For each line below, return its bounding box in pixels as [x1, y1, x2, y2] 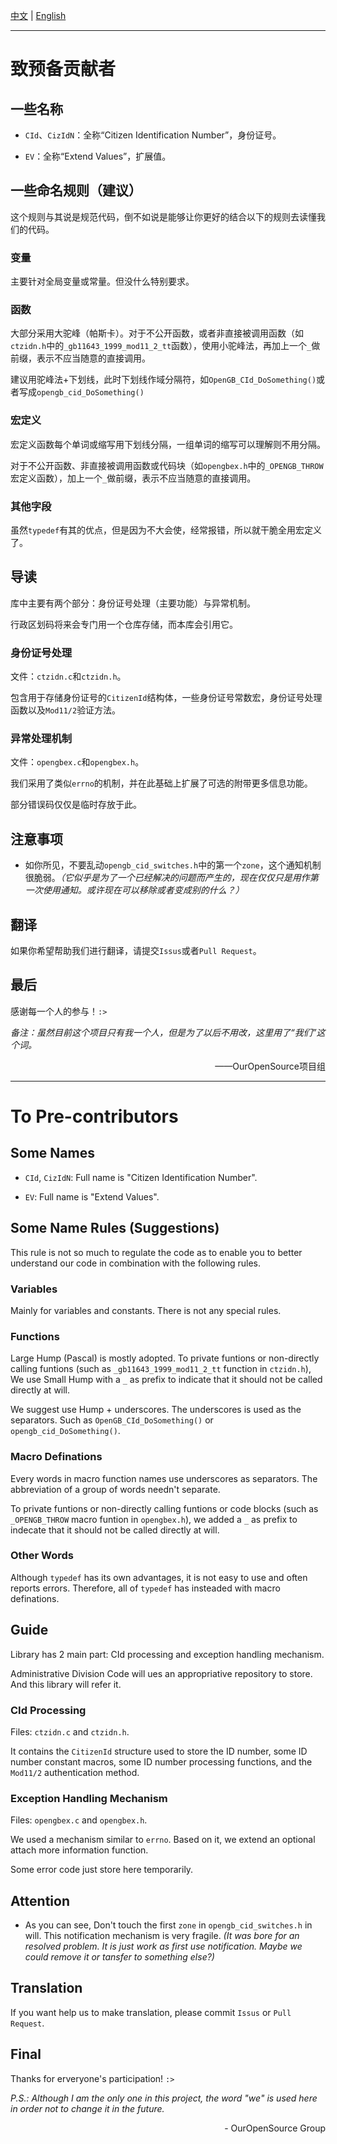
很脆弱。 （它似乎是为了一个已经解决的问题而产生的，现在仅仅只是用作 [24, 872, 310, 884]
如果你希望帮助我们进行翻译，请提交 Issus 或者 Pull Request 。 [10, 945, 262, 957]
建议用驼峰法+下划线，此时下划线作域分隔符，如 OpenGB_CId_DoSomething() [10, 374, 317, 386]
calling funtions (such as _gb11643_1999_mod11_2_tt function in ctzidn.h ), [10, 1363, 312, 1375]
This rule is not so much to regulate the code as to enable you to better [10, 1246, 303, 1258]
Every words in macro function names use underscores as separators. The [10, 1472, 318, 1484]
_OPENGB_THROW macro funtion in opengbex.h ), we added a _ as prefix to [10, 1513, 298, 1525]
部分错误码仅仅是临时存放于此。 [10, 799, 142, 811]
